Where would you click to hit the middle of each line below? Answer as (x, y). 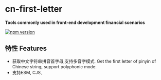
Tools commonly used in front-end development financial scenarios (75, 22)
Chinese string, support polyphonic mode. (54, 66)
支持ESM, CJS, (27, 72)
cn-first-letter (34, 9)
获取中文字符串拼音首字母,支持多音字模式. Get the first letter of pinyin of (84, 61)
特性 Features (26, 49)
